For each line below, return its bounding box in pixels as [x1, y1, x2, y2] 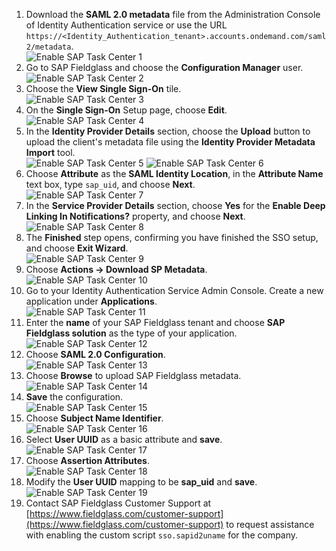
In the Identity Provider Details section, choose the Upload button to [25, 125, 311, 137]
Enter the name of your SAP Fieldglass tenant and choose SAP [25, 317, 286, 328]
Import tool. [25, 147, 76, 158]
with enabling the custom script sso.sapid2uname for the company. [25, 529, 299, 541]
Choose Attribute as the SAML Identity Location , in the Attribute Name [25, 168, 324, 179]
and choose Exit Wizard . [25, 242, 129, 254]
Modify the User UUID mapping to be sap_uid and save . [25, 476, 258, 488]
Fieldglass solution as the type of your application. [25, 327, 238, 339]
